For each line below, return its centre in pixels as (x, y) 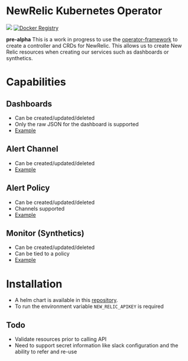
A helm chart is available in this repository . (66, 300)
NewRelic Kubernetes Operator (84, 11)
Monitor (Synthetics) (45, 233)
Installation (34, 284)
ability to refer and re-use (46, 352)
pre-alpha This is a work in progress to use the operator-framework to (92, 39)
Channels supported (40, 208)
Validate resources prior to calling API (61, 339)
